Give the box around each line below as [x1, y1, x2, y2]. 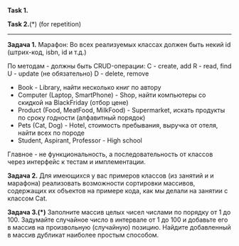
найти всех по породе [17, 128, 85, 137]
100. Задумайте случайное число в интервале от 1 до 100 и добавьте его [7, 215, 228, 224]
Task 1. [7, 6, 28, 14]
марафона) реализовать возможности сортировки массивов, [7, 179, 196, 188]
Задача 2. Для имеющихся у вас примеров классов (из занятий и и [7, 171, 214, 180]
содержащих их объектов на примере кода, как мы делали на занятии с [7, 187, 228, 195]
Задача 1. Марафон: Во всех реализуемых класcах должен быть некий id [7, 41, 231, 48]
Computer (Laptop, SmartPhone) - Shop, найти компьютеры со [17, 91, 206, 99]
